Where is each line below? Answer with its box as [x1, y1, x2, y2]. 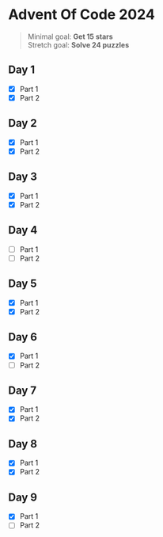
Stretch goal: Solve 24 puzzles [27, 40, 129, 49]
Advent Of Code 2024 [8, 6, 156, 24]
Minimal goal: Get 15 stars [27, 32, 113, 41]
